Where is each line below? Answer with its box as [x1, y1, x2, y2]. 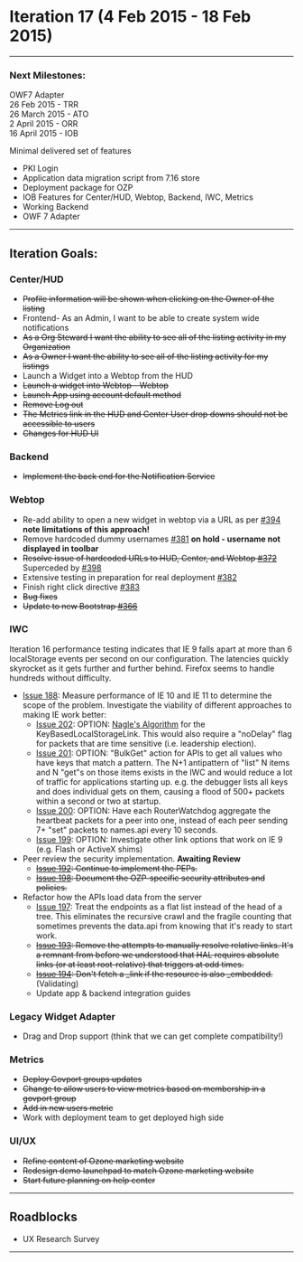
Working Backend [22, 202, 89, 212]
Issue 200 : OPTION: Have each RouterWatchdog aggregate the [35, 805, 271, 815]
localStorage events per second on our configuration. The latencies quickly [9, 653, 289, 664]
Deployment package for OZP [22, 183, 133, 193]
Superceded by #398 [22, 562, 102, 573]
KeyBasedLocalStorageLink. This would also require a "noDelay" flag [35, 728, 293, 739]
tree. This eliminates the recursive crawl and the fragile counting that [35, 910, 292, 921]
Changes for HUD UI [22, 428, 99, 438]
